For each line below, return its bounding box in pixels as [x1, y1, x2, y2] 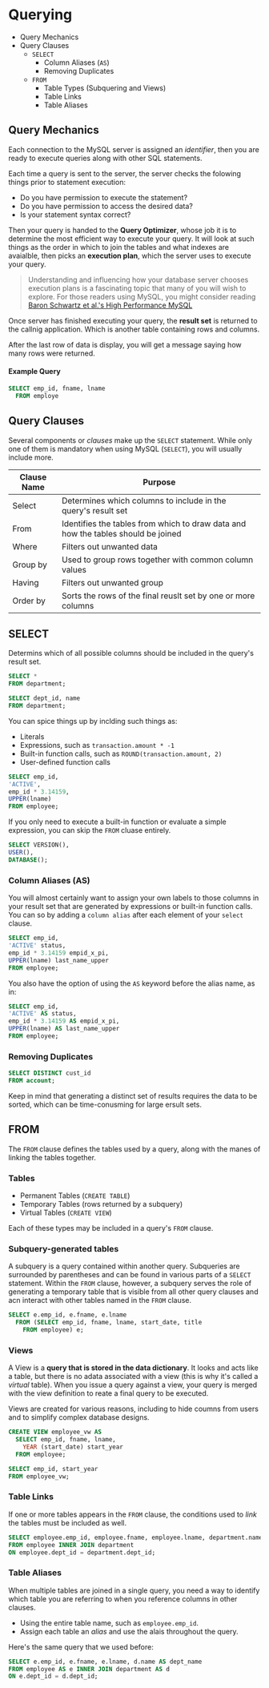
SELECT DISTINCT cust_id [8, 1069, 91, 1078]
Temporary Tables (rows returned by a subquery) [19, 1200, 183, 1209]
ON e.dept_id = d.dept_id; [8, 1672, 98, 1681]
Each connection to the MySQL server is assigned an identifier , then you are [8, 144, 260, 154]
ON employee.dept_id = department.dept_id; [8, 1548, 156, 1557]
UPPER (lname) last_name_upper [8, 956, 110, 964]
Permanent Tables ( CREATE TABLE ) [19, 1191, 130, 1200]
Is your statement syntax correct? [19, 210, 131, 219]
